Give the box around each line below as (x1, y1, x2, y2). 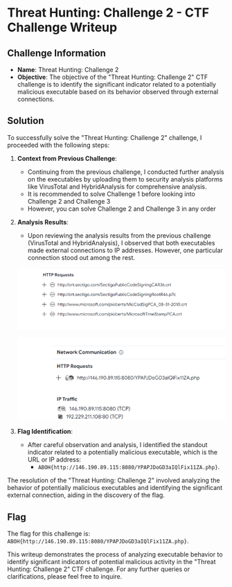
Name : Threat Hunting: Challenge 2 (17, 66, 119, 73)
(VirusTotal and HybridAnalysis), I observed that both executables (27, 238, 215, 247)
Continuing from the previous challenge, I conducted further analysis (27, 168, 224, 176)
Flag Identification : (17, 428, 73, 436)
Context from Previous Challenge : (17, 154, 118, 162)
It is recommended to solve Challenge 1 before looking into (27, 189, 195, 198)
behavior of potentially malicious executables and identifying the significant (7, 484, 223, 492)
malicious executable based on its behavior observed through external (17, 88, 219, 96)
